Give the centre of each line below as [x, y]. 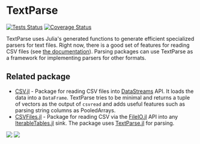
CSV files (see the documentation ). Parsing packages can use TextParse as [100, 51]
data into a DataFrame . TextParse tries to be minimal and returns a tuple [102, 97]
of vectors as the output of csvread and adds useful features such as [100, 104]
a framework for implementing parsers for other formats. [76, 58]
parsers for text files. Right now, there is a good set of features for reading [98, 45]
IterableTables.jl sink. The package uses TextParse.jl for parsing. [95, 123]
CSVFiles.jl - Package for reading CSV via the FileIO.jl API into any [96, 116]
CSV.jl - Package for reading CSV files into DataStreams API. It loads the [104, 91]
